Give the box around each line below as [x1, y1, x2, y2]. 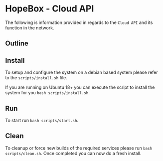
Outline [5, 39, 28, 48]
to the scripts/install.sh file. [5, 75, 67, 81]
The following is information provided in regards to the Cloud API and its [5, 19, 153, 25]
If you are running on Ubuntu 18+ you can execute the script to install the [5, 84, 155, 90]
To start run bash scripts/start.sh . [5, 117, 79, 123]
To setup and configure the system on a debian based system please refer [5, 69, 158, 75]
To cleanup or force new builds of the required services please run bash [5, 145, 153, 151]
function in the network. [5, 24, 54, 30]
